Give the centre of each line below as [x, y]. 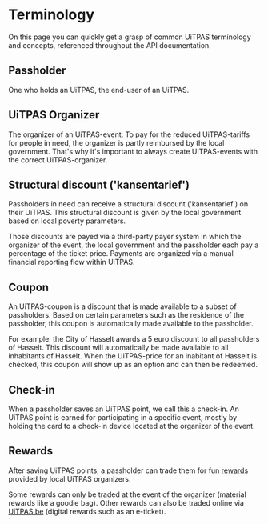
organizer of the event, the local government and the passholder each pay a [134, 245]
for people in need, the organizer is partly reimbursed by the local [116, 142]
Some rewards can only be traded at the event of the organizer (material [127, 494]
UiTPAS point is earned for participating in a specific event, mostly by [123, 417]
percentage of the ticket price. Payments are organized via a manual [121, 254]
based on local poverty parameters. [67, 221]
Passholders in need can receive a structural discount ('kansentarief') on [128, 204]
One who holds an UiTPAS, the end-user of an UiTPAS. [99, 90]
